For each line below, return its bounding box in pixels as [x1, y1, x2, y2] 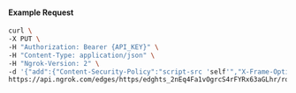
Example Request [8, 7, 74, 18]
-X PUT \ [8, 35, 41, 44]
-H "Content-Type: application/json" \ [8, 51, 156, 60]
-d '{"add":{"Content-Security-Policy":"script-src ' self [8, 67, 226, 76]
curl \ [8, 26, 33, 35]
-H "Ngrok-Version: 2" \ [8, 59, 100, 68]
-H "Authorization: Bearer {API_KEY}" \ [8, 42, 160, 52]
